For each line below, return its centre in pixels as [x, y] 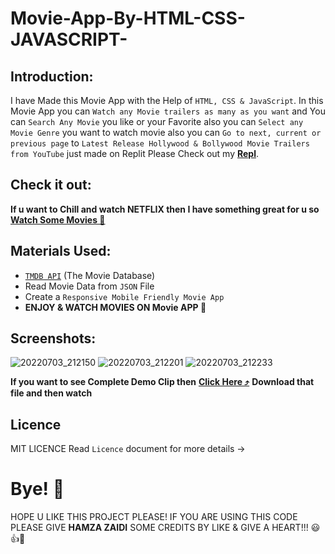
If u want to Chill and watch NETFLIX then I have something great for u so [165, 209]
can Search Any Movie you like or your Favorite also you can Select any [157, 121]
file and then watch [51, 393]
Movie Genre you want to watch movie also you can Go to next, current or [166, 132]
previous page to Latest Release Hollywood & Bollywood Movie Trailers [160, 143]
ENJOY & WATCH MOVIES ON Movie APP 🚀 [115, 307]
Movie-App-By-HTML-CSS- [128, 18]
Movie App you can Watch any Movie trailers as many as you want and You [168, 111]
